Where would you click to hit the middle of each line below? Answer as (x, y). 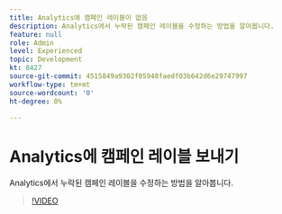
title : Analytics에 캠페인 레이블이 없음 (79, 18)
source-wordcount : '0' (52, 93)
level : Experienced (46, 51)
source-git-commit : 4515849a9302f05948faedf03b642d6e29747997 (128, 76)
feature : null (36, 34)
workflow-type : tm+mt (50, 85)
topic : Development (46, 59)
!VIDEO (45, 201)
